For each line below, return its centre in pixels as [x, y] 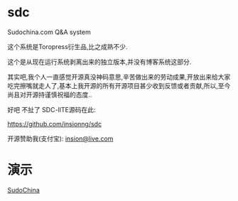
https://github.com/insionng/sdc [54, 124]
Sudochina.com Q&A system [49, 32]
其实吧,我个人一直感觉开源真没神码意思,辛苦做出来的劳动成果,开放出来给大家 [119, 77]
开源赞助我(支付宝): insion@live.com [60, 138]
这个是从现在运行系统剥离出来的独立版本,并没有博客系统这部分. [99, 62]
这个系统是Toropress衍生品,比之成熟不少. [67, 46]
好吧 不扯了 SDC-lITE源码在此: [52, 109]
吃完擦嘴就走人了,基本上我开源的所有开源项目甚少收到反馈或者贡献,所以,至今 [119, 85]
